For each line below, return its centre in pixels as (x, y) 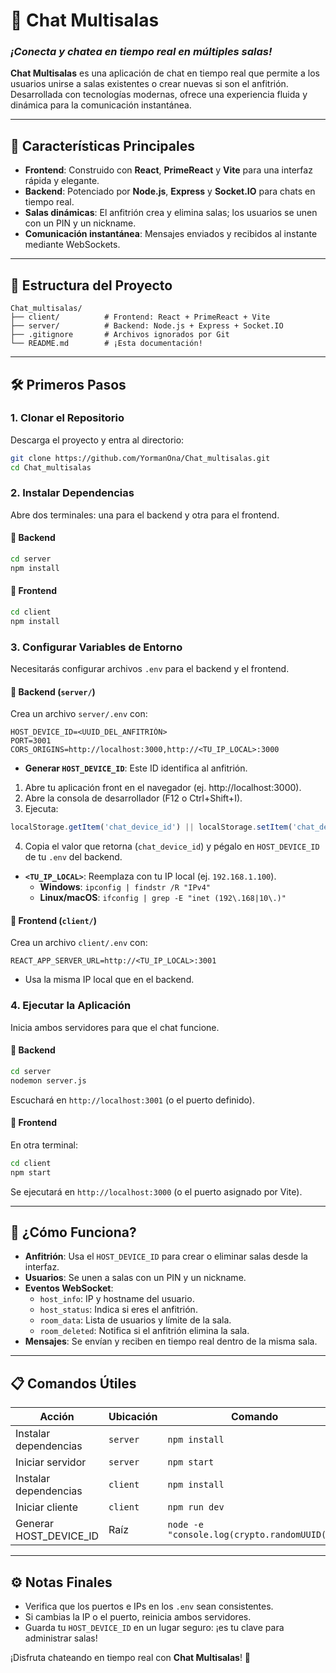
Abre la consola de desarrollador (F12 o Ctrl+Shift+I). (133, 798)
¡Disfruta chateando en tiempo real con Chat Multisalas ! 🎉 (131, 1657)
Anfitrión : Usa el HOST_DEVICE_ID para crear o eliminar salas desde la (166, 1256)
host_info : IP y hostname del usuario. (117, 1299)
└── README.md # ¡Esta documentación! (106, 344)
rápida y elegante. (62, 181)
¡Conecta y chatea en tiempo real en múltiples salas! (141, 52)
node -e (185, 1525)
